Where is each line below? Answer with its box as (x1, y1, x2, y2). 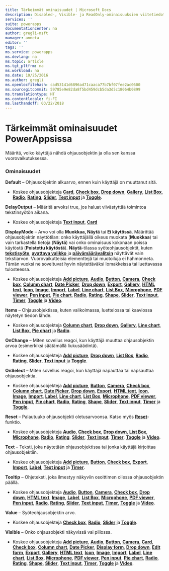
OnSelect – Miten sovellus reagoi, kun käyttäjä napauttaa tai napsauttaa (5, 368, 154, 374)
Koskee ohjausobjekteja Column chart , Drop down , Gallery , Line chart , (12, 322, 161, 329)
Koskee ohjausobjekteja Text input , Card (12, 219, 98, 225)
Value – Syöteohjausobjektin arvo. (5, 510, 76, 516)
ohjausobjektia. (5, 373, 37, 379)
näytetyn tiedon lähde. (5, 312, 52, 318)
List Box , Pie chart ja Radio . (12, 328, 71, 334)
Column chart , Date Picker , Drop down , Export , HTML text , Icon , (12, 388, 149, 394)
